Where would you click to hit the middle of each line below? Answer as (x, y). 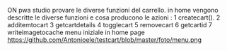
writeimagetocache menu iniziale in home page (76, 32)
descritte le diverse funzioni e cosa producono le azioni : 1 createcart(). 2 (114, 17)
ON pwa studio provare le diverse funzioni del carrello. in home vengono (113, 10)
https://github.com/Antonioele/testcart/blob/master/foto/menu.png (105, 40)
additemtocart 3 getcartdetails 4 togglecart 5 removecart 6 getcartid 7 (110, 25)
